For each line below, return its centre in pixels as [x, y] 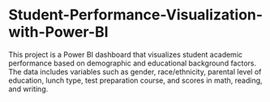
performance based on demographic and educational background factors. [133, 63]
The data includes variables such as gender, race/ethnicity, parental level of [135, 71]
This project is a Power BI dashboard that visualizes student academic [126, 54]
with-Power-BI [58, 32]
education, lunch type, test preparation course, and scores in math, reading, [135, 80]
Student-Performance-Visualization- [136, 15]
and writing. [28, 89]
